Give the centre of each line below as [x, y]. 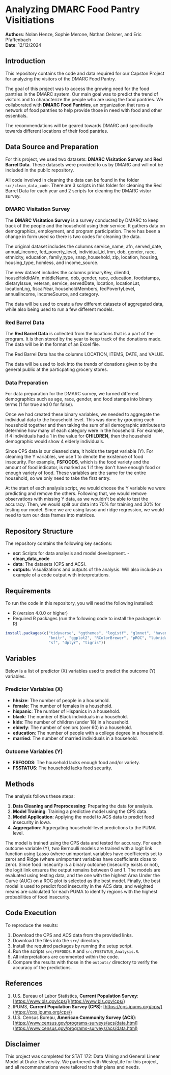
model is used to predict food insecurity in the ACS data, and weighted [79, 886]
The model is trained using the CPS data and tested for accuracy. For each [83, 842]
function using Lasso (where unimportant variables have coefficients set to [84, 854]
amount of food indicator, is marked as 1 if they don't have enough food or [83, 468]
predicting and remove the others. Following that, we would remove [76, 493]
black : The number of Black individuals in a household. [70, 716]
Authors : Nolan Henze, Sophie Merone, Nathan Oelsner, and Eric [74, 34]
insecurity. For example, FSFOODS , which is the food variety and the [77, 462]
